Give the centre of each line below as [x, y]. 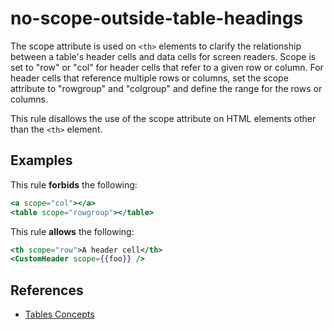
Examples [41, 160]
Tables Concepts [59, 314]
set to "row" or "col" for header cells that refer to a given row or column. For [167, 67]
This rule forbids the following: [74, 184]
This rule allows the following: [72, 231]
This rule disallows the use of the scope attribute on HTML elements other [163, 118]
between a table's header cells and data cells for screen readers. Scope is [163, 56]
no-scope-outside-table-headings [157, 18]
